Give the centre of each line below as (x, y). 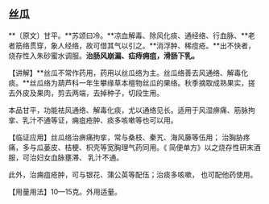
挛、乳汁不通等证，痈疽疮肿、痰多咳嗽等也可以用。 (93, 120)
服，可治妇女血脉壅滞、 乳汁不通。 (66, 157)
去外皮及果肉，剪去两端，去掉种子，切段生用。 (86, 93)
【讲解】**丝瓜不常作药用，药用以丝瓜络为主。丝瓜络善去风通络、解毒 (125, 73)
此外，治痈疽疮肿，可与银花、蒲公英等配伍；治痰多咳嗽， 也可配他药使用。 (133, 174)
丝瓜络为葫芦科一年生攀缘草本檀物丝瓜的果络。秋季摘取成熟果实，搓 (143, 82)
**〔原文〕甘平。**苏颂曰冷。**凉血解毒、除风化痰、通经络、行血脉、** (128, 35)
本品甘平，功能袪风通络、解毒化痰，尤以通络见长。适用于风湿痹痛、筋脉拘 (132, 110)
